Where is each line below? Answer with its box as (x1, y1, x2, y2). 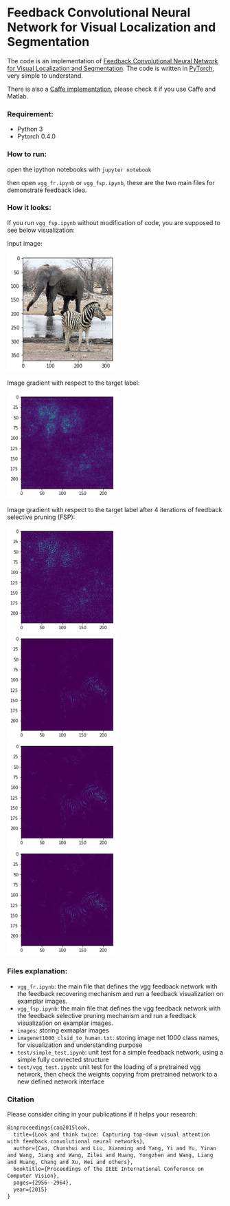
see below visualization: (7, 226, 76, 234)
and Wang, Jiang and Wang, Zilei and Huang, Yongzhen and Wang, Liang (7, 1152, 214, 1159)
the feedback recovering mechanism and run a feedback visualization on (16, 989, 224, 997)
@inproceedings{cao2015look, (7, 1124, 91, 1131)
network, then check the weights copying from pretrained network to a (16, 1070, 218, 1078)
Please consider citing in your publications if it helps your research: (7, 1110, 198, 1118)
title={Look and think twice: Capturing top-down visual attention (13, 1131, 211, 1138)
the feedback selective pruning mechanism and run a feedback (16, 1011, 196, 1019)
